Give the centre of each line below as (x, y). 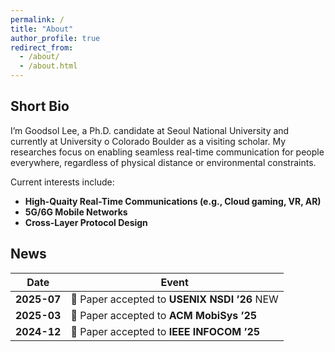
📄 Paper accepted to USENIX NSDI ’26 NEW (174, 299)
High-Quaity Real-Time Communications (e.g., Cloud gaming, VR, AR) (173, 201)
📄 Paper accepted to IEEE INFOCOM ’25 (165, 331)
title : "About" (42, 29)
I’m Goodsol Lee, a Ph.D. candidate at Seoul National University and (150, 130)
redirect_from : (42, 47)
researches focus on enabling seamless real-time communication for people (167, 152)
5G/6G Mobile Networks (76, 212)
